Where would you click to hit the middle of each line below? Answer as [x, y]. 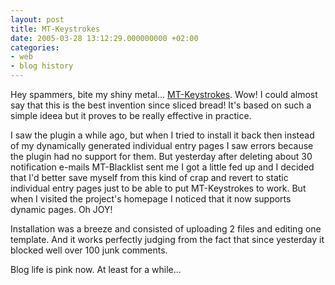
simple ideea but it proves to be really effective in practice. [131, 115]
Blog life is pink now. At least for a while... [96, 269]
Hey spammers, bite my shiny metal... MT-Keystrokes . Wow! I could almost [164, 94]
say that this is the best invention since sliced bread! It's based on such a [161, 105]
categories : [35, 47]
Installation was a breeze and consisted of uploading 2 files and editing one [166, 229]
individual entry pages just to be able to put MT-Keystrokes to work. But [158, 188]
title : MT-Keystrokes [55, 29]
